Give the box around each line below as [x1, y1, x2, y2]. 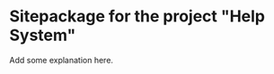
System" [9, 25, 76, 45]
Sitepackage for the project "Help [9, 6, 265, 27]
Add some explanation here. [9, 54, 114, 65]
